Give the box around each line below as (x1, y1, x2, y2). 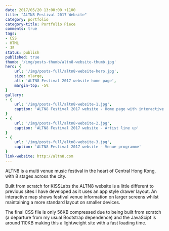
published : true (5, 54, 39, 60)
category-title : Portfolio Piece (5, 21, 76, 27)
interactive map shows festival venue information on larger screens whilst (5, 193, 159, 200)
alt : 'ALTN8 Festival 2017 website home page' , (14, 78, 116, 83)
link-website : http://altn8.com (5, 154, 73, 159)
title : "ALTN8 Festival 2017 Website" (5, 12, 87, 17)
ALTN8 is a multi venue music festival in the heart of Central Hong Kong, (5, 168, 156, 174)
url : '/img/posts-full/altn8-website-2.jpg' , (14, 120, 112, 126)
